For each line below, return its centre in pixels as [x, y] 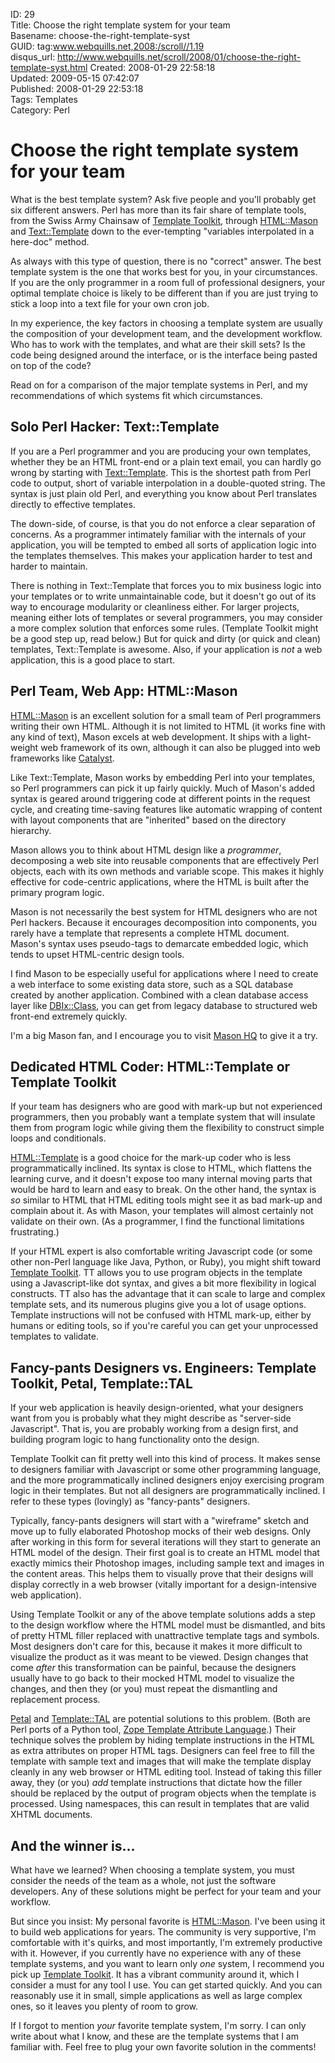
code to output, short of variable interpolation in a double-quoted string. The [168, 483]
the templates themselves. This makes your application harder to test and [161, 555]
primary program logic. [57, 892]
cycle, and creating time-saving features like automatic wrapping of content [166, 809]
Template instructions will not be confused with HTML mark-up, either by [161, 1315]
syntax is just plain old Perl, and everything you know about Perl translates [164, 493]
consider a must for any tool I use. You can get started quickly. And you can [166, 1985]
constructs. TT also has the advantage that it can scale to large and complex [168, 1294]
